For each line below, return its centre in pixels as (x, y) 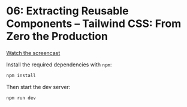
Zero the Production (57, 36)
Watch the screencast (33, 53)
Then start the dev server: (38, 87)
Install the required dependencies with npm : (59, 65)
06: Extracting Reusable (67, 11)
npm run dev (21, 98)
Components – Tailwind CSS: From (94, 24)
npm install (21, 75)
